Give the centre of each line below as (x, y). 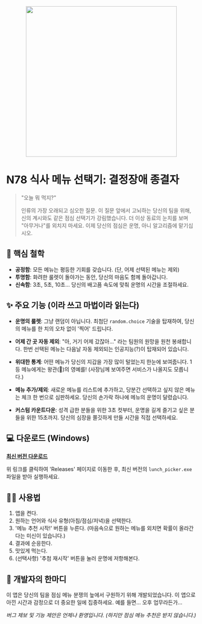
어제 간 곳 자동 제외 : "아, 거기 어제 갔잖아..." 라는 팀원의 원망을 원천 (93, 341)
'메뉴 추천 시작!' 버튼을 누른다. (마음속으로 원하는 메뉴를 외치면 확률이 (96, 528)
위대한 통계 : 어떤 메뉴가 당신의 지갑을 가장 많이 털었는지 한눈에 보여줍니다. (102, 361)
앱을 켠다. (26, 513)
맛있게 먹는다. (31, 551)
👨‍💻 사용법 (24, 497)
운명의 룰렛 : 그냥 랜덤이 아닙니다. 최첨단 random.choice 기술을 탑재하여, (99, 321)
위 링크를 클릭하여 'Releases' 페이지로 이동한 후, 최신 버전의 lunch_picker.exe (99, 469)
